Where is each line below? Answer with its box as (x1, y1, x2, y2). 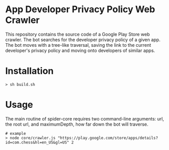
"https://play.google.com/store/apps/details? (58, 135, 158, 140)
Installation (5, 65, 54, 77)
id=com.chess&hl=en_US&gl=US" (5, 140, 70, 145)
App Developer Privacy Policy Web (5, 4, 155, 15)
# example (5, 131, 26, 136)
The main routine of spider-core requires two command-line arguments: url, (5, 115, 164, 122)
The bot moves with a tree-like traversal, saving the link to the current (5, 42, 151, 48)
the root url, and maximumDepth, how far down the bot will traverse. (5, 121, 149, 127)
